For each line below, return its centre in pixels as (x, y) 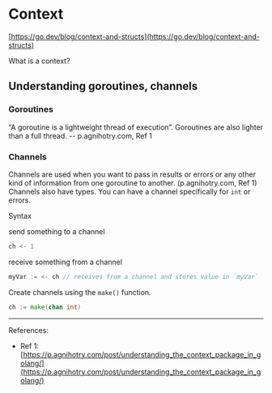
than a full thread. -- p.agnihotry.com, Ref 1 (80, 135)
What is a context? (39, 61)
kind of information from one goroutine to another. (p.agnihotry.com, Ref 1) (133, 182)
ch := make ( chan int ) (45, 307)
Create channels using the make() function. (80, 292)
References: (28, 330)
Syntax (20, 216)
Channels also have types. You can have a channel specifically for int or (130, 191)
